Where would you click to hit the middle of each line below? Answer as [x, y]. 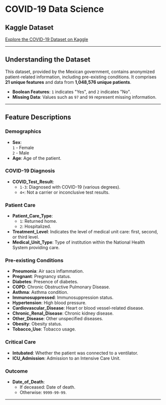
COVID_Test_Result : [33, 182]
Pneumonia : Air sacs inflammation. [48, 271]
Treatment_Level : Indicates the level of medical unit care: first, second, [85, 232]
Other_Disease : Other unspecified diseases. [58, 319]
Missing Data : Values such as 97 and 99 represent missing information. [84, 97]
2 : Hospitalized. [35, 226]
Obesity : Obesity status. [37, 324]
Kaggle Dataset [29, 28]
